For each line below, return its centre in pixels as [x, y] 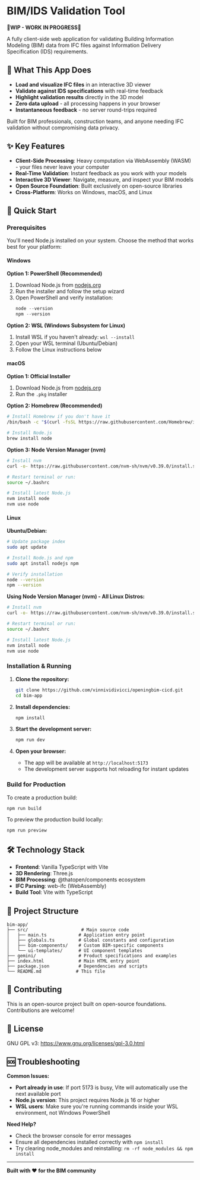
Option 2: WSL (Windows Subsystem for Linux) [66, 325]
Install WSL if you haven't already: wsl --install [75, 337]
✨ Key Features [36, 146]
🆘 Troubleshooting [43, 1062]
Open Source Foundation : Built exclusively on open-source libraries [99, 186]
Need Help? [21, 1124]
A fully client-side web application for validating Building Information [90, 39]
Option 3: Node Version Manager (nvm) [56, 450]
